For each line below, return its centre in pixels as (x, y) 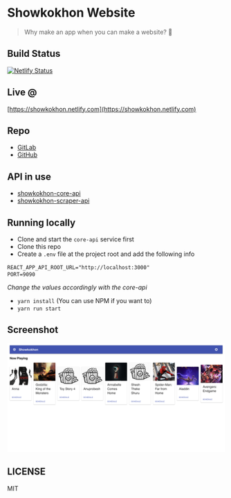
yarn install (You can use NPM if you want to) (84, 301)
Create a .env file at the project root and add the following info (106, 254)
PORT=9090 (21, 275)
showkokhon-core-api (49, 194)
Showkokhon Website (71, 13)
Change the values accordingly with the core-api (77, 287)
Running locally (41, 222)
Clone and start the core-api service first (76, 239)
